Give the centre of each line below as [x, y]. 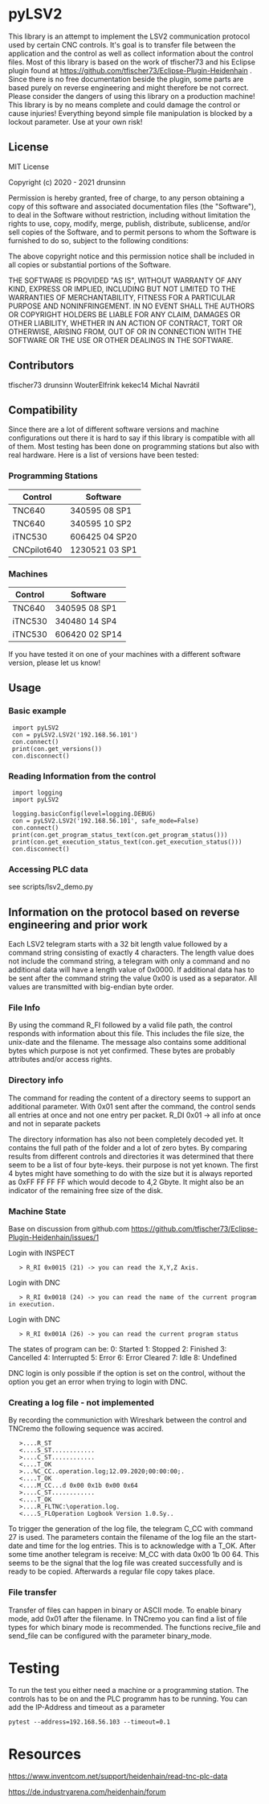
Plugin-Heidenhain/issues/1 [53, 1237]
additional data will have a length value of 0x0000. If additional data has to [131, 970]
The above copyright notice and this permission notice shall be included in [131, 256]
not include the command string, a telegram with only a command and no [129, 961]
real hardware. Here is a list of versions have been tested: [104, 455]
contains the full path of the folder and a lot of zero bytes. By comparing [128, 1147]
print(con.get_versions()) [57, 749]
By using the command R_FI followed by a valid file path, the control [120, 1025]
